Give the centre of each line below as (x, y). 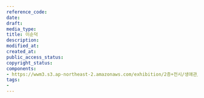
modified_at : (23, 46)
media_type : (21, 29)
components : (21, 68)
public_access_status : (35, 57)
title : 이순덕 (22, 35)
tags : (13, 80)
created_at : (21, 52)
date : (13, 18)
